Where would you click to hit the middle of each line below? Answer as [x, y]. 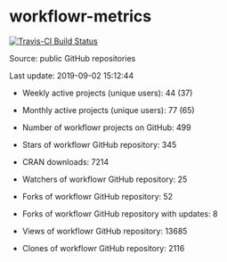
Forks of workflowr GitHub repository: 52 [97, 196]
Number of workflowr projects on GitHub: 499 [106, 127]
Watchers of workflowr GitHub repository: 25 [105, 179]
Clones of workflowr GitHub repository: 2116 [103, 248]
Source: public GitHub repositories [73, 58]
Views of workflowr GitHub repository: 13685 [105, 231]
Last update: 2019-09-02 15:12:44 [72, 75]
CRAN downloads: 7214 [65, 161]
